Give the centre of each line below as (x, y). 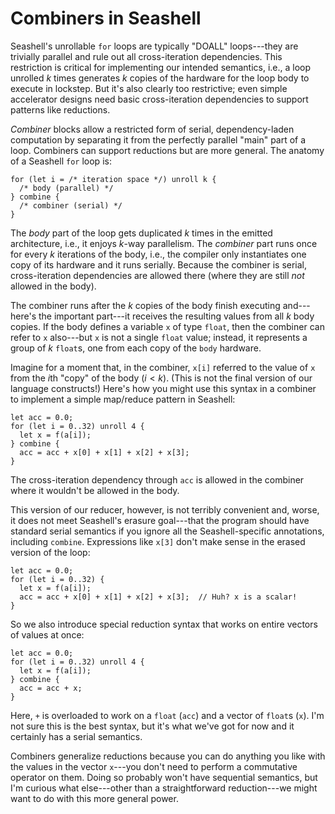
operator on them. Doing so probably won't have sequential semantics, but (164, 777)
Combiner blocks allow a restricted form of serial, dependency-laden (152, 129)
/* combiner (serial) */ (71, 205)
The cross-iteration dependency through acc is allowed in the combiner (157, 479)
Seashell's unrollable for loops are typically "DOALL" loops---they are (154, 46)
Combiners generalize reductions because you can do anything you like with (168, 756)
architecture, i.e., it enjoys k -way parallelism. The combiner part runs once (164, 243)
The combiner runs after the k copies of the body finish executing (145, 305)
